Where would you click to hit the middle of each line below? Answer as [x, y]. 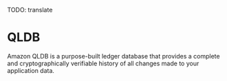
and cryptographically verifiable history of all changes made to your [103, 63]
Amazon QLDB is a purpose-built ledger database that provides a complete [113, 56]
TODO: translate [30, 10]
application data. [31, 70]
